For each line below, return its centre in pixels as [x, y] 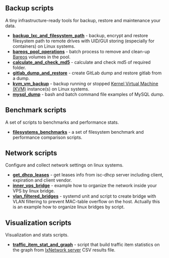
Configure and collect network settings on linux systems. [64, 165]
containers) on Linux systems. [44, 46]
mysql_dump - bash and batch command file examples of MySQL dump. [88, 94]
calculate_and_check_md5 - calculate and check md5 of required [81, 62]
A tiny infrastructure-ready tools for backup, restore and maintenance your [83, 20]
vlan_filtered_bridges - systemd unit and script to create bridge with [84, 196]
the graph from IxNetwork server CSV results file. [64, 250]
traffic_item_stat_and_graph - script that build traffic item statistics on [86, 245]
